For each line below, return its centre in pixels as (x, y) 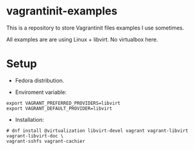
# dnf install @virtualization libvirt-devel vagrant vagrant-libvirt (97, 131)
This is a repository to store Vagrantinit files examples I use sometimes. (95, 28)
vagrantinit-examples (62, 11)
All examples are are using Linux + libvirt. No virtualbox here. (82, 39)
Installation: (29, 119)
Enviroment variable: (41, 92)
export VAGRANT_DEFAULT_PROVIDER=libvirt (59, 108)
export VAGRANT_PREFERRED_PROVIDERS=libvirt (63, 103)
